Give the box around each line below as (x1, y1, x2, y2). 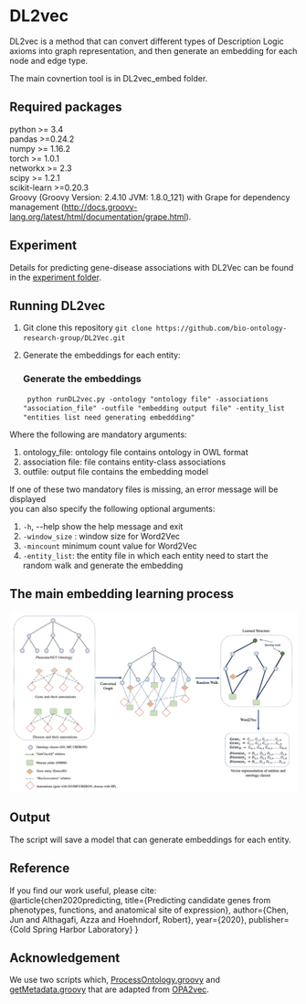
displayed (9, 493, 47, 504)
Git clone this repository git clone (22, 322, 153, 334)
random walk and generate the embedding (22, 560, 184, 571)
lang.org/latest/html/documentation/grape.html (9, 211, 186, 222)
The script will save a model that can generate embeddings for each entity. (9, 834, 291, 845)
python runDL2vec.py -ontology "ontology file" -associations (26, 394, 269, 403)
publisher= (248, 913, 290, 924)
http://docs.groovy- (63, 201, 138, 212)
